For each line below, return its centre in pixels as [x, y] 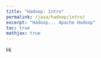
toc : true [18, 28]
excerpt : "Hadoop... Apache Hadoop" [51, 22]
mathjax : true [23, 33]
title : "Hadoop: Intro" [35, 11]
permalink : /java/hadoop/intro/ [46, 17]
